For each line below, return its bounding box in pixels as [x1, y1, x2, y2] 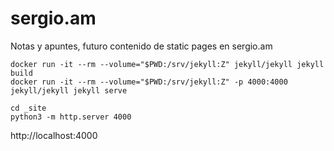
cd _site [10, 103, 47, 113]
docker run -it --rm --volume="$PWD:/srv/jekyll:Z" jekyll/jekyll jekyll [10, 59, 325, 69]
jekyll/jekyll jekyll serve [10, 85, 128, 96]
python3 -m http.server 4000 [10, 112, 132, 122]
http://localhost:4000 [10, 129, 98, 141]
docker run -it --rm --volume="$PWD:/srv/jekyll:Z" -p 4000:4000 [10, 77, 288, 87]
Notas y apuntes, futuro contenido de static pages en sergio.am [10, 40, 273, 52]
